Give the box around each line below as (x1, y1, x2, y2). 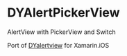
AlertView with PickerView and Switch (7, 28, 116, 36)
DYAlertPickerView (7, 5, 120, 21)
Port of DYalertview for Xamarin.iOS (7, 41, 110, 49)
